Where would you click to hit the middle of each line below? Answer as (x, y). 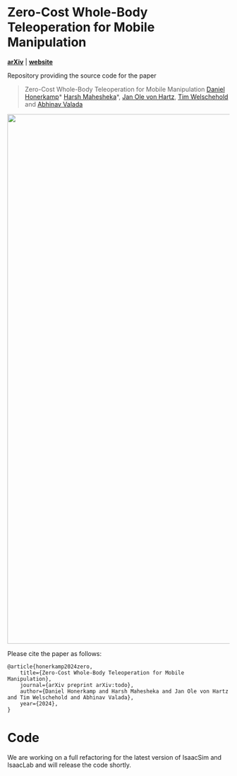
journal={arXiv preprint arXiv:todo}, (77, 685)
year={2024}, (39, 703)
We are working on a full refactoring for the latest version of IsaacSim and (115, 757)
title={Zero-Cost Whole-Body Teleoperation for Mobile (102, 673)
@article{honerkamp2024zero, (50, 667)
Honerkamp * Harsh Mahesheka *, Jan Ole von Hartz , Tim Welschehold (126, 97)
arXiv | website (30, 61)
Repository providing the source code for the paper (82, 76)
